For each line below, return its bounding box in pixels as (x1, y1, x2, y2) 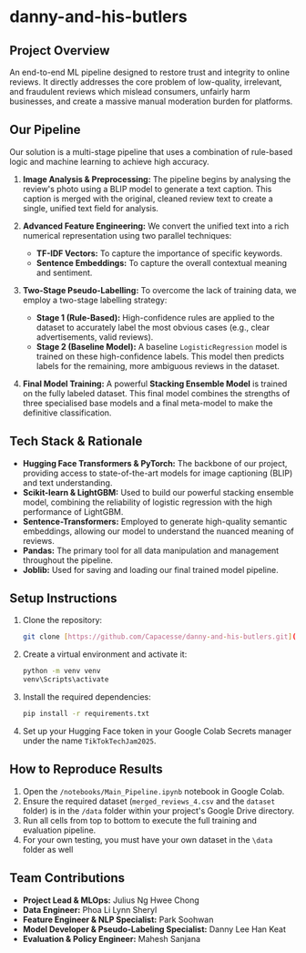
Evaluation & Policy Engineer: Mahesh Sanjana (22, 933, 201, 944)
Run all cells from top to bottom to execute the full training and (22, 815, 258, 825)
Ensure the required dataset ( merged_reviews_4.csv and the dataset (22, 795, 276, 806)
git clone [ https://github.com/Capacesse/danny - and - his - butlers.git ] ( (22, 632, 297, 641)
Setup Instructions (9, 590, 117, 607)
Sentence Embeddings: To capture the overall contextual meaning (36, 257, 288, 268)
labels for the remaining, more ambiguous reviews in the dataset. (36, 360, 280, 371)
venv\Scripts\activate (22, 675, 109, 684)
